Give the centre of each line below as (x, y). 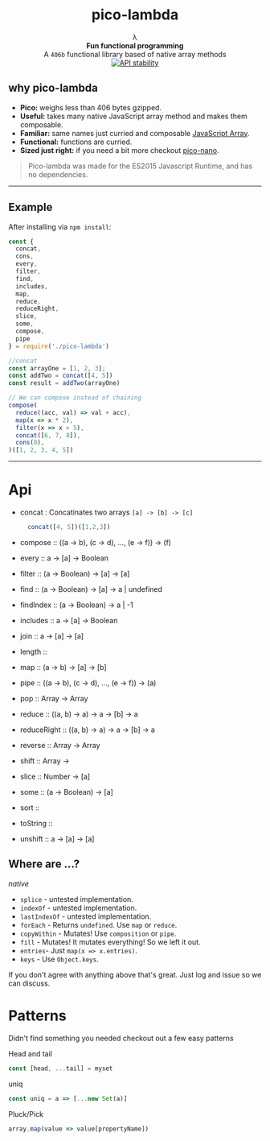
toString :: (36, 823)
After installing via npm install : (60, 226)
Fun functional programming (135, 45)
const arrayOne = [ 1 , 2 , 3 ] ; (57, 368)
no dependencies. (58, 174)
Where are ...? (44, 864)
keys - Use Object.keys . (59, 959)
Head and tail (31, 1053)
